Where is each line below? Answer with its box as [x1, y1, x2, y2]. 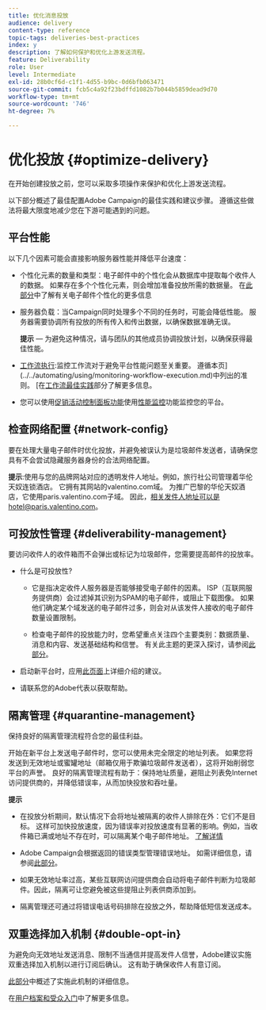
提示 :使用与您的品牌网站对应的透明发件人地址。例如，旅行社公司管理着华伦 [8, 472, 253, 481]
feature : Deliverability [8, 56, 90, 64]
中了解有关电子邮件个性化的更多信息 [33, 290, 152, 300]
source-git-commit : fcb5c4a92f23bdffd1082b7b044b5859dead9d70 [8, 85, 218, 94]
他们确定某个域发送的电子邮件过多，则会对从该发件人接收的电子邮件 [31, 603, 254, 613]
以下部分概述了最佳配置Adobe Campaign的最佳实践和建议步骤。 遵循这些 [8, 195, 248, 205]
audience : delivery [8, 19, 73, 27]
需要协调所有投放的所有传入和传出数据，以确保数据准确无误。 [33, 316, 235, 326]
